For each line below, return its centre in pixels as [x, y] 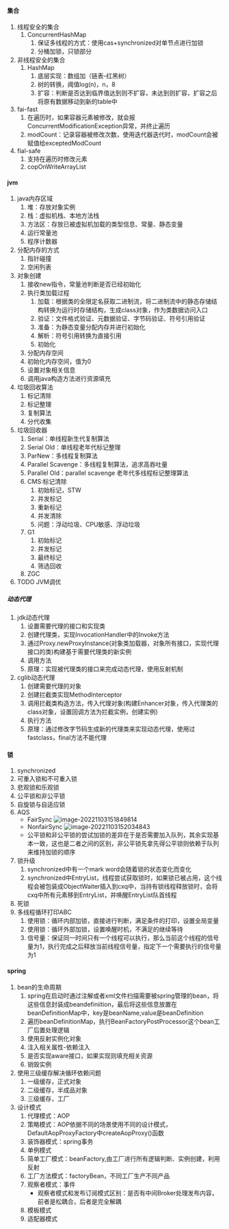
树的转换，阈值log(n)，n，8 [77, 84]
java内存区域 [35, 198]
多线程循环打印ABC [44, 912]
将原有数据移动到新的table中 [78, 102]
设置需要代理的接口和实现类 [66, 626]
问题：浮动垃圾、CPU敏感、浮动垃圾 [89, 524]
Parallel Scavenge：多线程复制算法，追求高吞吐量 [97, 465]
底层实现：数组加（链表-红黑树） [84, 76]
